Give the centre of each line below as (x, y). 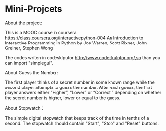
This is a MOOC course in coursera (41, 32)
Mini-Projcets (34, 9)
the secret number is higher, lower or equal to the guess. (63, 98)
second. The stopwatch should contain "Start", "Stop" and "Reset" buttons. (82, 123)
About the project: (24, 23)
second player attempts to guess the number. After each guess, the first (79, 87)
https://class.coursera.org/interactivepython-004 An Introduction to (74, 38)
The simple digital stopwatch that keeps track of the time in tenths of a (77, 118)
